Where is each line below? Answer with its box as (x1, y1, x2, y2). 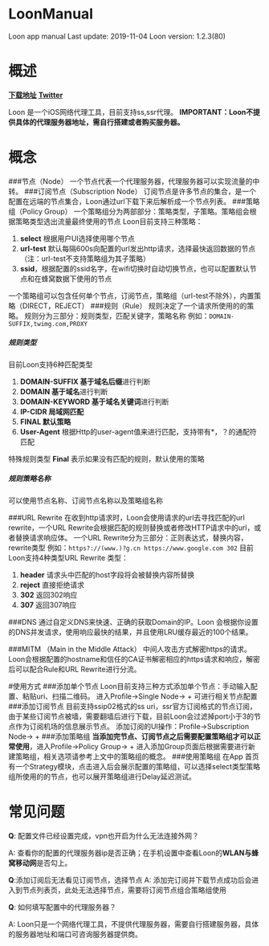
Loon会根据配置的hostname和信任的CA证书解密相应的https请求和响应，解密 (8, 654, 261, 663)
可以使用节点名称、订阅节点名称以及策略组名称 (8, 495, 163, 505)
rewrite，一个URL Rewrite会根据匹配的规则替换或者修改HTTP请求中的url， (8, 523, 255, 532)
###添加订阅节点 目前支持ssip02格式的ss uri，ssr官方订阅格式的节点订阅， (8, 701, 257, 711)
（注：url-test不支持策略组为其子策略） (19, 254, 150, 263)
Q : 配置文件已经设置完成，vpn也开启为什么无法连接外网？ (8, 830, 199, 840)
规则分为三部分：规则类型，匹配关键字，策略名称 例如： (23, 311, 210, 320)
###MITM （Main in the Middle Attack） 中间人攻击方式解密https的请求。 (8, 644, 251, 654)
